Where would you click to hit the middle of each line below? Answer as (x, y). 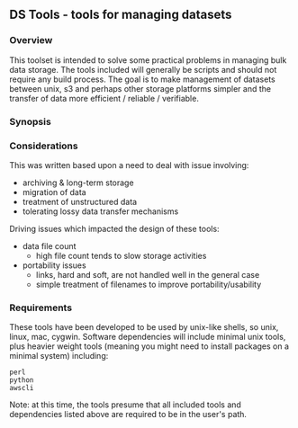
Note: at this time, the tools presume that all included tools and (125, 405)
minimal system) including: (59, 356)
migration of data (54, 192)
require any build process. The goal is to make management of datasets (143, 79)
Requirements (41, 308)
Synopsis (30, 121)
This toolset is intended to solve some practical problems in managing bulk (148, 60)
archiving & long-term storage (78, 183)
